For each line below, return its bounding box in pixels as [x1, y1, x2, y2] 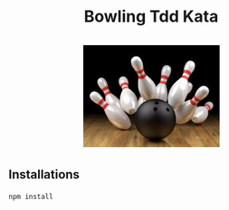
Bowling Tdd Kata [83, 6, 219, 27]
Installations [8, 167, 81, 182]
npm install [8, 192, 53, 201]
